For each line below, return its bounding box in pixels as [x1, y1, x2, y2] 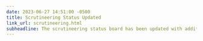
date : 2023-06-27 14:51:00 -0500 [6, 8, 91, 15]
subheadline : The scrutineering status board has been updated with [6, 25, 182, 32]
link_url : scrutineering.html [6, 20, 83, 26]
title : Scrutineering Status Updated [6, 14, 101, 20]
